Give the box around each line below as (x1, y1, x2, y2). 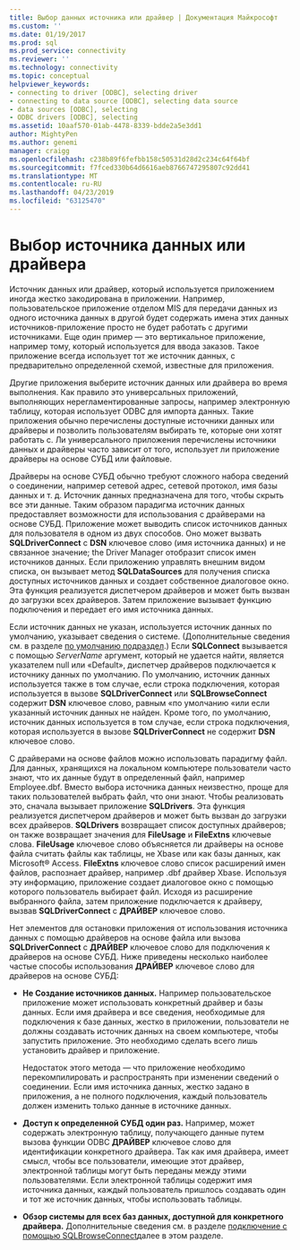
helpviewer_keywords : (9, 80, 90, 89)
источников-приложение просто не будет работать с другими (9, 322, 248, 332)
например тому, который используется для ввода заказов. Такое (9, 341, 260, 351)
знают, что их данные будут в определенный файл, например (9, 772, 245, 782)
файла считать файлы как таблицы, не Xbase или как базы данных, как (9, 848, 281, 858)
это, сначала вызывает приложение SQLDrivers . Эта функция (9, 800, 246, 811)
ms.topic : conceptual (9, 72, 90, 81)
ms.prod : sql (9, 38, 58, 47)
